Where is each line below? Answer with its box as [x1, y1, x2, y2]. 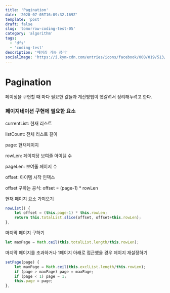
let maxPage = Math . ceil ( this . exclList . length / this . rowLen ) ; [14, 264, 146, 269]
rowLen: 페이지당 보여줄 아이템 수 [5, 153, 72, 159]
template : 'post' [5, 17, 42, 22]
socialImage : [5, 54, 33, 60]
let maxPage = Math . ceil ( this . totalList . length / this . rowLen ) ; [5, 240, 139, 245]
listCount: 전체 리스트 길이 [5, 131, 58, 137]
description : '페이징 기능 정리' [5, 50, 68, 55]
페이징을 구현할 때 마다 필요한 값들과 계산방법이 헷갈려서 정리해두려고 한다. [5, 94, 153, 100]
